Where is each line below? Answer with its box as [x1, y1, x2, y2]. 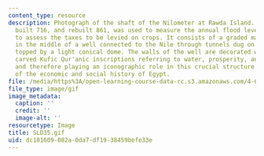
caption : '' [15, 99, 55, 107]
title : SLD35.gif [8, 128, 65, 136]
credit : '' [15, 107, 51, 115]
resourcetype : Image [8, 121, 76, 129]
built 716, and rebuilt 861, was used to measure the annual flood [15, 26, 241, 34]
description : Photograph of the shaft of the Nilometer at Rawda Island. [8, 19, 255, 27]
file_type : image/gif [8, 84, 79, 93]
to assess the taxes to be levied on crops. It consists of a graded [15, 33, 247, 42]
